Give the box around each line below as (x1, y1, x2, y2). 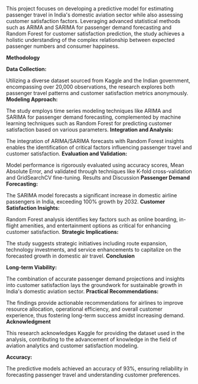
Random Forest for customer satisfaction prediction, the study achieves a (6, 30, 185, 37)
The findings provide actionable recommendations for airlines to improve (6, 300, 184, 306)
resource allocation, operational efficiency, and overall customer (6, 305, 163, 313)
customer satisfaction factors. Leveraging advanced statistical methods (6, 18, 181, 24)
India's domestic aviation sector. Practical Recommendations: (6, 288, 159, 295)
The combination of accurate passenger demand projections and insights (6, 275, 185, 282)
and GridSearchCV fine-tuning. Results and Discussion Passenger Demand (6, 174, 190, 181)
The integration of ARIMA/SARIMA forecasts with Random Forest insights (6, 138, 184, 144)
